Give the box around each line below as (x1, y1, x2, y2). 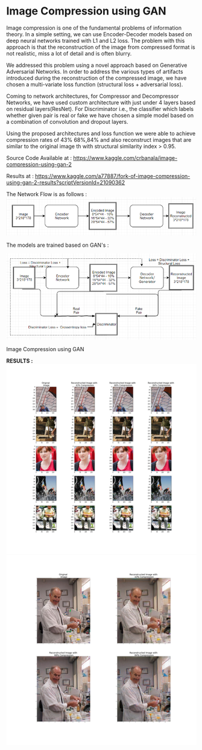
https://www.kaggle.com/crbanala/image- (73, 154, 178, 161)
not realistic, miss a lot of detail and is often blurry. (6, 49, 132, 57)
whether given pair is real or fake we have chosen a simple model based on (6, 112, 194, 119)
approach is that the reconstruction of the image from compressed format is (6, 43, 195, 51)
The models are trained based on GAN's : (6, 241, 109, 249)
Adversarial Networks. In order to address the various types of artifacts (6, 68, 183, 75)
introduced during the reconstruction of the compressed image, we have (6, 74, 187, 81)
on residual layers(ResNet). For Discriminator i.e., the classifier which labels (6, 105, 194, 112)
